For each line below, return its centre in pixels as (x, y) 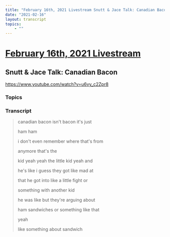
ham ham (27, 132)
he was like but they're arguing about (56, 200)
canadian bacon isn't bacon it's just (55, 122)
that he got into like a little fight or (53, 181)
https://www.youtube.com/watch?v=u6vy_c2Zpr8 (57, 84)
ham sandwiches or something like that (58, 210)
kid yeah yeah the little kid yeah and (55, 161)
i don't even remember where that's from (60, 141)
